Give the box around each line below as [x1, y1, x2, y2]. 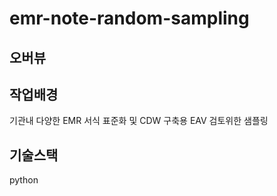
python [9, 174, 39, 186]
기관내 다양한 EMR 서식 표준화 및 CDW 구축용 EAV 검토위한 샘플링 [9, 115, 269, 127]
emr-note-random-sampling [9, 7, 250, 30]
